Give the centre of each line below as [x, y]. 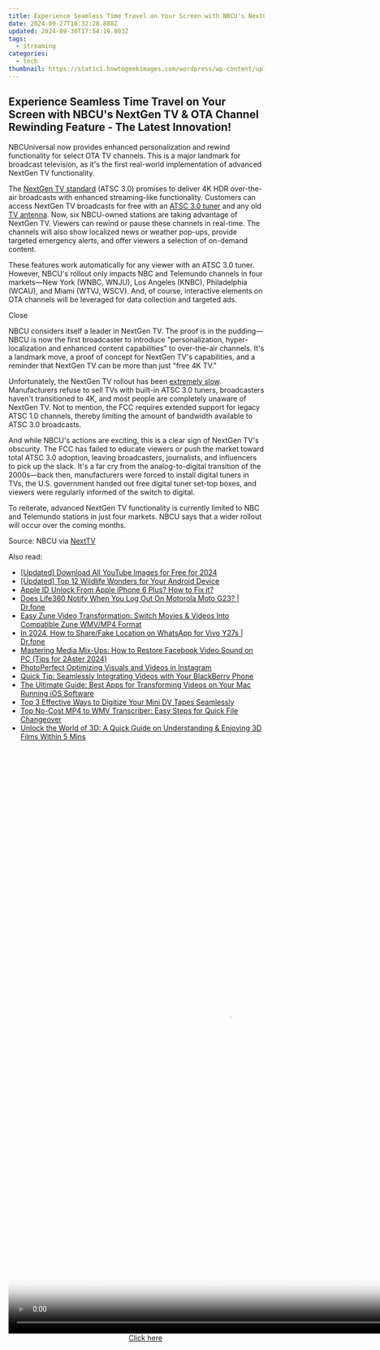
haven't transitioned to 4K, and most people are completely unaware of [127, 398]
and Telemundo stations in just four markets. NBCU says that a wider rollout [135, 516]
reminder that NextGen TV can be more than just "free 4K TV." [112, 365]
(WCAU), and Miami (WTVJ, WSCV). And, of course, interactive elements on [136, 290]
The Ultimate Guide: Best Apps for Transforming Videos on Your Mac [136, 685]
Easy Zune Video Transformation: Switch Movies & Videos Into [125, 616]
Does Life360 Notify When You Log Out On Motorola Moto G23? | [130, 598]
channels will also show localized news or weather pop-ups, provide [123, 232]
